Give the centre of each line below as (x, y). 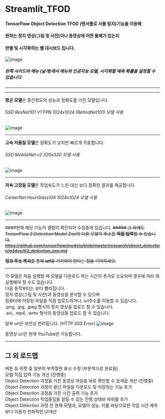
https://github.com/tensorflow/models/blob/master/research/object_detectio (82, 245)
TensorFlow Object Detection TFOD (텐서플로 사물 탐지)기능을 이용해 (73, 24)
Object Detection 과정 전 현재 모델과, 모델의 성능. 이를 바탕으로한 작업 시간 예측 (82, 405)
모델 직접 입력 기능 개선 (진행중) (36, 374)
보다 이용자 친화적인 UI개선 (31, 411)
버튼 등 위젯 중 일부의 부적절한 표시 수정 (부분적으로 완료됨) (62, 368)
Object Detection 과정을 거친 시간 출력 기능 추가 (52, 393)
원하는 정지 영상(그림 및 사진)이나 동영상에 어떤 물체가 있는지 (62, 36)
